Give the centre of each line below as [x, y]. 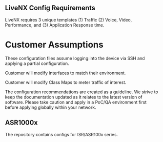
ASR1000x [21, 123]
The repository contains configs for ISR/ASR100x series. [61, 134]
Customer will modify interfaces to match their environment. [65, 73]
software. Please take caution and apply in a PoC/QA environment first [76, 102]
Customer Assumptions [54, 45]
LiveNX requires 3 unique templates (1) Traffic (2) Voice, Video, [69, 20]
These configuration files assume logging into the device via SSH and [75, 58]
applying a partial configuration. [37, 63]
